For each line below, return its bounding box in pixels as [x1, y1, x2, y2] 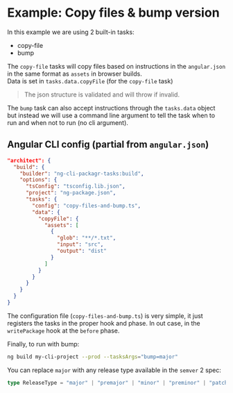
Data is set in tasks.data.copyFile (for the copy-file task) [7, 76, 173, 85]
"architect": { [7, 157, 51, 164]
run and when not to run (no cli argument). [7, 118, 128, 126]
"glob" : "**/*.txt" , [56, 235, 116, 242]
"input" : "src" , [56, 241, 104, 248]
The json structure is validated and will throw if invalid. [24, 90, 180, 99]
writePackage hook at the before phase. [7, 326, 120, 335]
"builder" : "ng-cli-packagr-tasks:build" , [19, 170, 144, 177]
